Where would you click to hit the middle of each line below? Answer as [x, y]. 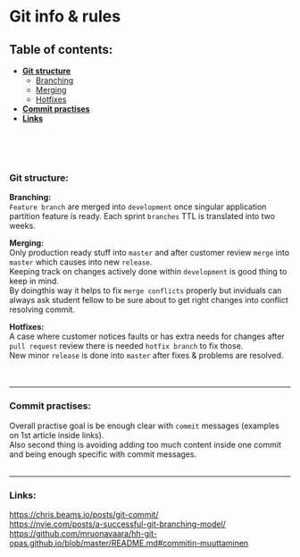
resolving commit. [42, 309]
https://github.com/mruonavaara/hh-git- [83, 533]
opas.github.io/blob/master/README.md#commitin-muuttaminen [129, 543]
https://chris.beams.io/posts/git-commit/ [84, 514]
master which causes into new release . [81, 262]
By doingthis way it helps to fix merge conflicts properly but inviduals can [146, 291]
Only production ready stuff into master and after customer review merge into [150, 253]
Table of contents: [61, 50]
